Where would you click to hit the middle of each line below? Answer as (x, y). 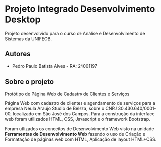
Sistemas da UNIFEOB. (29, 39)
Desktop (23, 20)
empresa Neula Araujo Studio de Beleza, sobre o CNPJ (61, 108)
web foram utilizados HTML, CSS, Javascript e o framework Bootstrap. (78, 119)
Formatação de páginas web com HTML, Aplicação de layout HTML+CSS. (81, 139)
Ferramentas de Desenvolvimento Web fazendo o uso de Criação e (75, 134)
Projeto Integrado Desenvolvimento (80, 9)
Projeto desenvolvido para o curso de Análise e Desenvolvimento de (75, 33)
